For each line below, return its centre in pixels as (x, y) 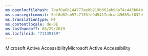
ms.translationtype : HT (31, 19)
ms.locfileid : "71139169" (33, 34)
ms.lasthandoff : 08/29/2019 (35, 29)
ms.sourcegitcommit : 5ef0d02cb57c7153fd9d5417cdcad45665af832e (74, 15)
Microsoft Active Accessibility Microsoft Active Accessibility (68, 48)
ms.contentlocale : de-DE (32, 24)
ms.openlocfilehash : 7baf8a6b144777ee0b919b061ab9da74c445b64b (74, 10)
